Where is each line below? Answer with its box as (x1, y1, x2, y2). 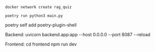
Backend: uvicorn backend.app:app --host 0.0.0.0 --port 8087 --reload (5, 32, 151, 37)
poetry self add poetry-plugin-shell (5, 22, 77, 28)
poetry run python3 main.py (5, 13, 63, 18)
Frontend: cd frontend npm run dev (5, 41, 77, 47)
